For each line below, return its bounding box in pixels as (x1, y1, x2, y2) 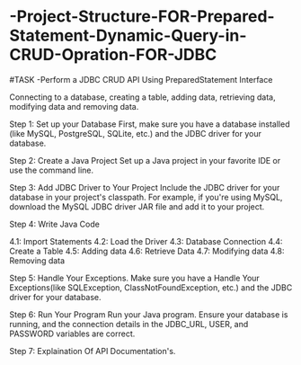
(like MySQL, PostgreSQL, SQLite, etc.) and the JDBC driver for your (9, 128, 262, 138)
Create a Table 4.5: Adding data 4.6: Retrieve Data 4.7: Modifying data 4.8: (9, 245, 285, 256)
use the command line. (9, 165, 94, 175)
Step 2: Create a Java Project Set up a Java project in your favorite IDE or (9, 155, 281, 165)
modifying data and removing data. (9, 101, 139, 111)
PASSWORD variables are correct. (9, 328, 136, 339)
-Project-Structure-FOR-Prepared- (9, 6, 276, 27)
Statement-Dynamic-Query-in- (9, 25, 247, 46)
